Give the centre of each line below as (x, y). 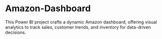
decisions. (16, 32)
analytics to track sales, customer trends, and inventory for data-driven (78, 27)
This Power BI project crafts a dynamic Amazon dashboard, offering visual (81, 22)
